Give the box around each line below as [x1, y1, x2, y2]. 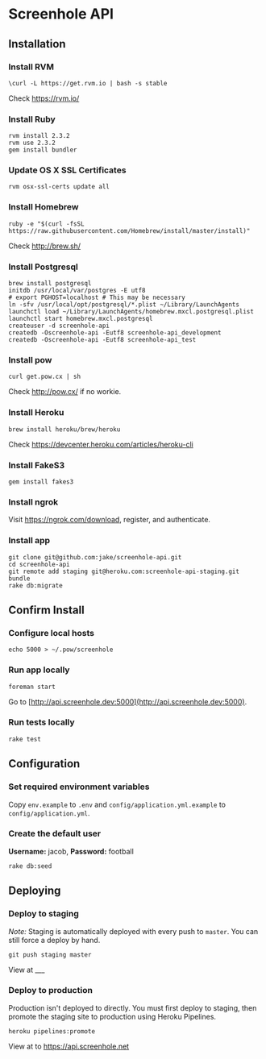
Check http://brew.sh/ [8, 241, 81, 251]
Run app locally [8, 664, 70, 675]
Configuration [8, 757, 81, 770]
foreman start [8, 683, 56, 691]
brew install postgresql [8, 280, 92, 288]
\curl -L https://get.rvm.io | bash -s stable [8, 79, 168, 87]
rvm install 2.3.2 [8, 132, 70, 140]
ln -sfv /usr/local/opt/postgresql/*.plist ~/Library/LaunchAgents [8, 301, 240, 309]
